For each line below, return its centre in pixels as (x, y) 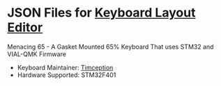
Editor (25, 27)
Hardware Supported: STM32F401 (67, 75)
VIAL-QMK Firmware (37, 54)
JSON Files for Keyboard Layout (101, 13)
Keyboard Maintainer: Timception (65, 67)
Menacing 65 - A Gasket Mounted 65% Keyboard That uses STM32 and (110, 46)
